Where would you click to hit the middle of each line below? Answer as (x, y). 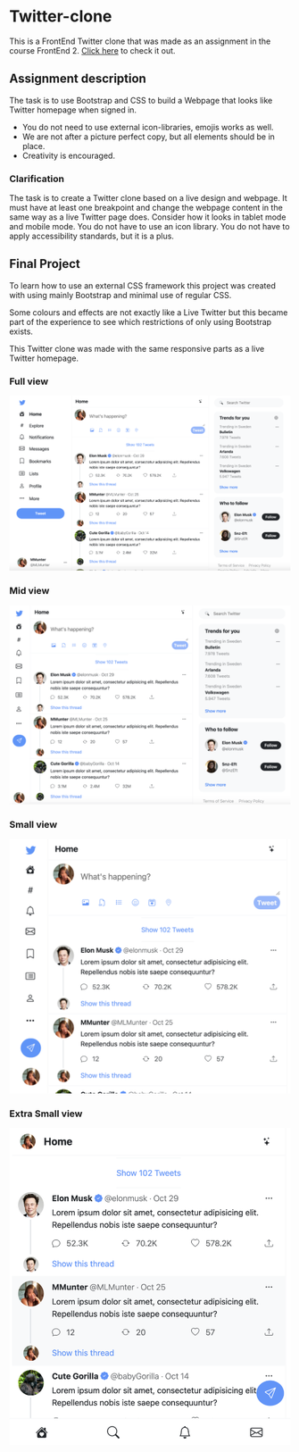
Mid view (29, 591)
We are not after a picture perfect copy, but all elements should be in (148, 137)
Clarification (37, 179)
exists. (21, 331)
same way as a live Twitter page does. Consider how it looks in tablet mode (148, 217)
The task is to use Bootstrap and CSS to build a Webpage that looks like (141, 100)
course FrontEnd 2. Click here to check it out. (92, 50)
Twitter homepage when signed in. (73, 110)
